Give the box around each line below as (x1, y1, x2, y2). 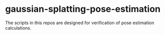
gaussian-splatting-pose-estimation (5, 3, 161, 15)
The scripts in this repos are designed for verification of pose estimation (5, 20, 154, 26)
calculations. (5, 25, 32, 31)
